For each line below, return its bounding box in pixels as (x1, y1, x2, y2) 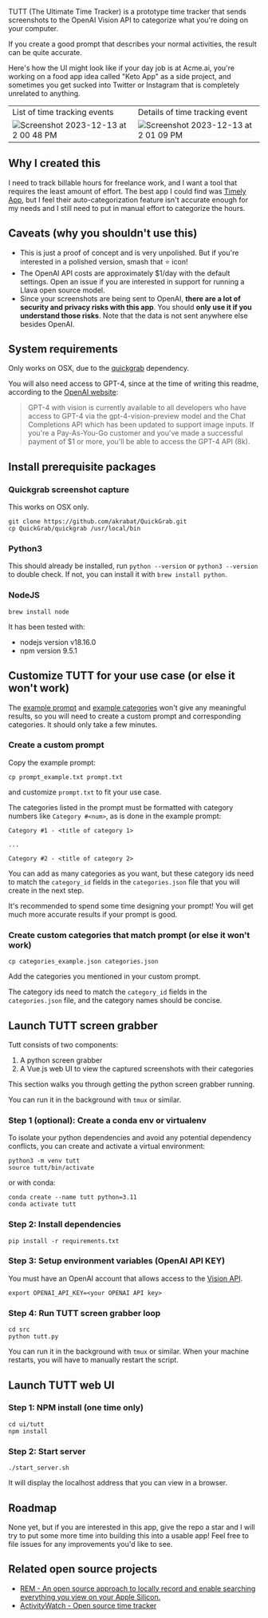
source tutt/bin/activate (8, 1164, 94, 1172)
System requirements (8, 343, 118, 356)
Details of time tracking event (138, 107, 248, 117)
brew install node (8, 607, 69, 616)
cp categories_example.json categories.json (8, 958, 159, 966)
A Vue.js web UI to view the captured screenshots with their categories (19, 1063, 254, 1073)
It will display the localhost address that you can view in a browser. (8, 1478, 228, 1488)
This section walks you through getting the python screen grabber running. (8, 1079, 255, 1089)
